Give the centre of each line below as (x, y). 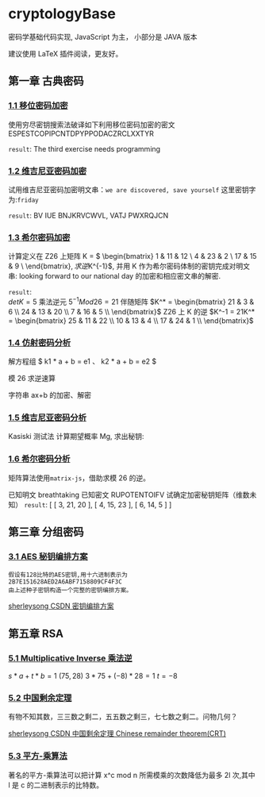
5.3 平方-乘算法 (38, 757)
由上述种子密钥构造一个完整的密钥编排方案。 (70, 591)
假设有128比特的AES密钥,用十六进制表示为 (68, 575)
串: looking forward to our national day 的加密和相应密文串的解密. (115, 276)
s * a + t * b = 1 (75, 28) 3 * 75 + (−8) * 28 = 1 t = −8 (93, 676)
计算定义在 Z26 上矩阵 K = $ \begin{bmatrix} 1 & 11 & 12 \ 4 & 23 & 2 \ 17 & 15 (132, 256)
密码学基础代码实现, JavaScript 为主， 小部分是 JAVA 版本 (103, 37)
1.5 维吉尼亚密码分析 (48, 418)
